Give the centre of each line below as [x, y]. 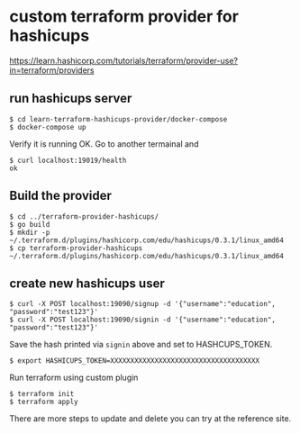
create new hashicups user [87, 283]
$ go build [30, 224]
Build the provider [61, 196]
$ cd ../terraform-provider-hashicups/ [84, 216]
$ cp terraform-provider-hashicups [76, 248]
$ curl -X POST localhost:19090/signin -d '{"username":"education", [143, 320]
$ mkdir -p [30, 232]
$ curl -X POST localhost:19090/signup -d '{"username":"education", [143, 304]
